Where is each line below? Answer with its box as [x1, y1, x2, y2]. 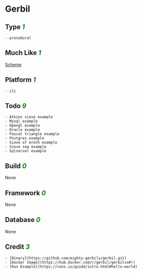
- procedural [5, 35, 32, 40]
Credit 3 [5, 243, 30, 251]
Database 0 [5, 216, 41, 224]
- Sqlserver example [5, 149, 47, 154]
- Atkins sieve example [5, 115, 53, 120]
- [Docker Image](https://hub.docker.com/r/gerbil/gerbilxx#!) [5, 260, 136, 265]
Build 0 [5, 162, 27, 170]
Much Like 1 [5, 49, 41, 57]
